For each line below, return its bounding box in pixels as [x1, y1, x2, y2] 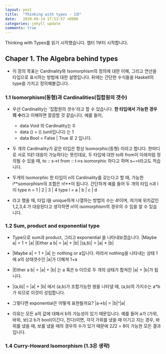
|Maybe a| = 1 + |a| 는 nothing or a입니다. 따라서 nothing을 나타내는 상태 [12, 250, 155, 256]
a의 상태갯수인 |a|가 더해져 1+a [17, 256, 78, 262]
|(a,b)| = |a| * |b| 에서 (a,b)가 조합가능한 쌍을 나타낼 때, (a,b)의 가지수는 [12, 283, 152, 289]
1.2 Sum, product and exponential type [5, 223, 100, 230]
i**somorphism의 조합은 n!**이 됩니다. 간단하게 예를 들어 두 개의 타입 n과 [12, 181, 157, 187]
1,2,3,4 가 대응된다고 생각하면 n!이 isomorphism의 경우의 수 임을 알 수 [12, 203, 148, 210]
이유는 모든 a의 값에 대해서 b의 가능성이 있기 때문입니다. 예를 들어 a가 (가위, [12, 311, 158, 316]
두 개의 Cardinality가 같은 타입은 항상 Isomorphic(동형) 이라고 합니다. [12, 146, 147, 152]
